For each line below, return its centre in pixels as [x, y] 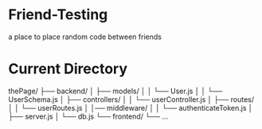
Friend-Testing [58, 15]
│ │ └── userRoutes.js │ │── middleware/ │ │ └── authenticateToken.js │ [131, 107]
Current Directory [68, 69]
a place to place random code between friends [85, 37]
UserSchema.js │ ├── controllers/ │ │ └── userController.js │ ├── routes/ [131, 99]
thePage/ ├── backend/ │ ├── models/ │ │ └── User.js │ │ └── [115, 91]
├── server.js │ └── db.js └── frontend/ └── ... [88, 116]
